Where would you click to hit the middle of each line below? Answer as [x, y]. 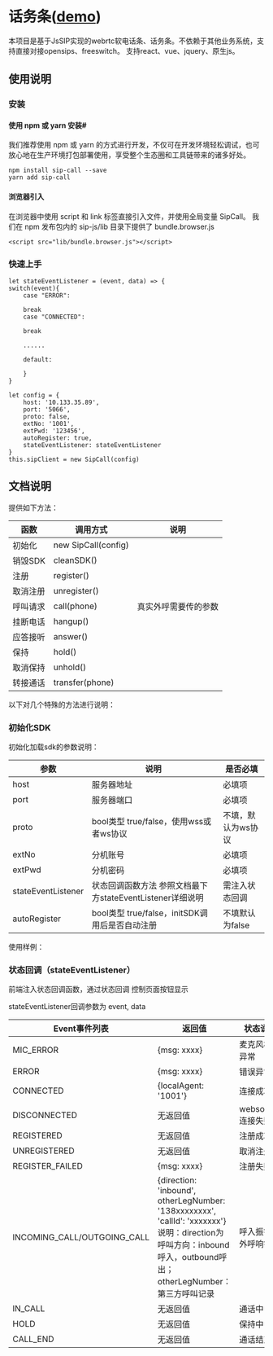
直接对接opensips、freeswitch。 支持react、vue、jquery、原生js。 [127, 50]
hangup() [71, 621]
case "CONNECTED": [54, 317]
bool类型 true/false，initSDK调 [150, 913]
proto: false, [47, 416]
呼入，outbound [188, 1257]
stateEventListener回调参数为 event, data [77, 1007]
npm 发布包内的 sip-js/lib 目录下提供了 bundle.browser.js [119, 226]
